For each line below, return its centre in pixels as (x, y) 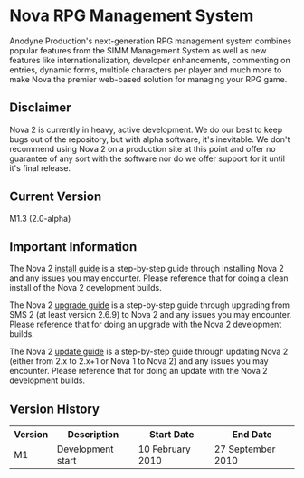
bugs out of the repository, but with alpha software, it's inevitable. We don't (150, 139)
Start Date (171, 435)
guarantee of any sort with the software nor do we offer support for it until (147, 158)
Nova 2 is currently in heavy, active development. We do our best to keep (146, 129)
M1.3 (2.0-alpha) (40, 218)
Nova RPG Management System (132, 16)
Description (93, 435)
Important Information (73, 247)
